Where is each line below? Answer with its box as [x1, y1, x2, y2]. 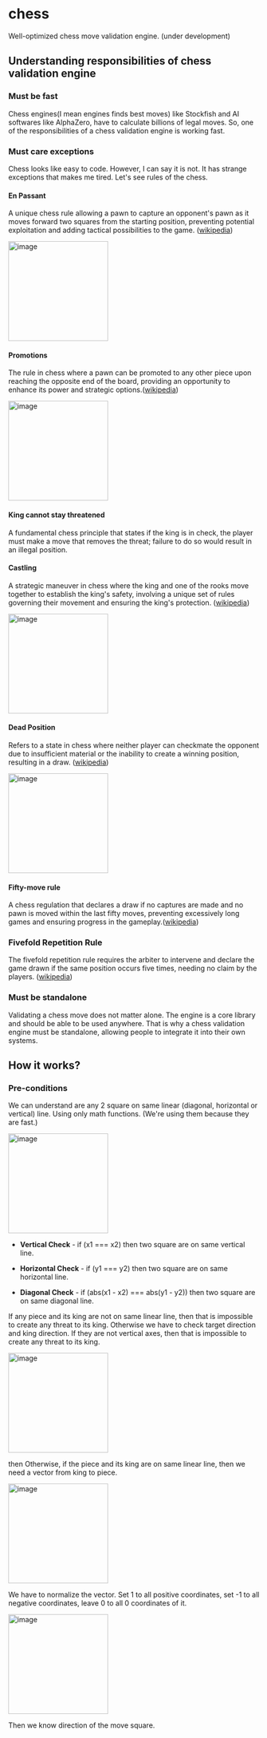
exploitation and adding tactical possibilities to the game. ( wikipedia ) [8, 225, 234, 235]
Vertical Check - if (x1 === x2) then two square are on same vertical [19, 1240, 245, 1250]
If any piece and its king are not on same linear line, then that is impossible [8, 1312, 253, 1321]
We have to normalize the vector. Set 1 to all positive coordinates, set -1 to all [8, 1590, 260, 1600]
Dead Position [8, 723, 56, 733]
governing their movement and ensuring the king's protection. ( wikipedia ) [8, 598, 250, 607]
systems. [8, 1035, 38, 1045]
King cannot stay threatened [8, 510, 105, 519]
